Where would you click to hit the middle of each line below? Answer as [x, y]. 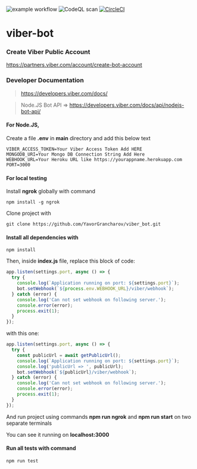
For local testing [27, 178]
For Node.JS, [23, 125]
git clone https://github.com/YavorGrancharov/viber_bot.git [84, 224]
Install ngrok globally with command [51, 192]
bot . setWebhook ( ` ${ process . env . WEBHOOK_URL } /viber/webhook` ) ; [96, 289]
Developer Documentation [45, 81]
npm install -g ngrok [33, 202]
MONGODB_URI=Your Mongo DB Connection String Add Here [76, 154]
